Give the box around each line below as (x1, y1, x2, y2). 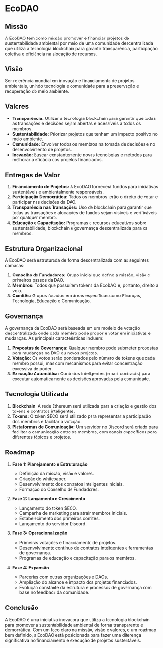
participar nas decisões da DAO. (12, 199, 77, 205)
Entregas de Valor (5, 171, 60, 179)
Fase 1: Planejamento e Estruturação (12, 461, 88, 467)
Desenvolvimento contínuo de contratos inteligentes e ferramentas (19, 545, 153, 550)
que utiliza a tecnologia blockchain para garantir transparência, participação (5, 46, 158, 51)
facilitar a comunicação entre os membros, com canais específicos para (12, 429, 157, 434)
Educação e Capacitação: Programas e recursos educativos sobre (12, 220, 147, 226)
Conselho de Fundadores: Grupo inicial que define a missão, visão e (12, 272, 150, 278)
